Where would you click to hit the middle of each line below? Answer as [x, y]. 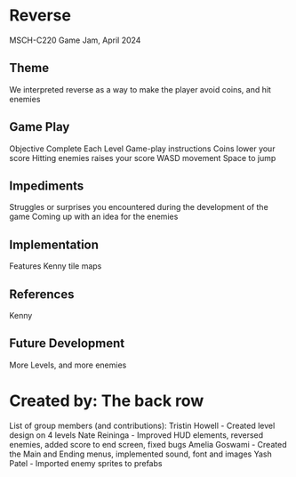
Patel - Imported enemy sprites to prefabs [86, 463]
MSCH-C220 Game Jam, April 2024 [75, 40]
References [42, 294]
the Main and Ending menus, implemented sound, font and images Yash [141, 454]
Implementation [54, 244]
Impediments [47, 186]
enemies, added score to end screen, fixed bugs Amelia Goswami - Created [148, 444]
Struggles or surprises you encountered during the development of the [139, 207]
